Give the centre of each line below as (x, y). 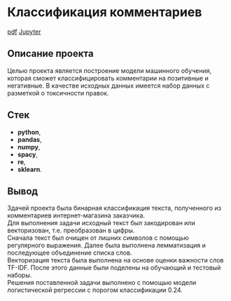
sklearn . (29, 169)
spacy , (28, 154)
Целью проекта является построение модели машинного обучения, (110, 70)
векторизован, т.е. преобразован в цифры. (71, 230)
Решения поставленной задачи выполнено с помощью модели (102, 283)
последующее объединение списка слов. (70, 253)
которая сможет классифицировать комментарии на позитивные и (108, 78)
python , (29, 132)
